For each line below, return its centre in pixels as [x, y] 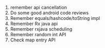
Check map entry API [33, 40]
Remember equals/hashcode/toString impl [55, 18]
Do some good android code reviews [49, 13]
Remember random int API [38, 34]
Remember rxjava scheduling [41, 29]
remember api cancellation [39, 7]
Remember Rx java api [34, 23]
